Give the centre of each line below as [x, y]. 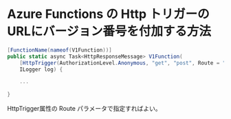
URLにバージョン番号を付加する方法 [109, 31]
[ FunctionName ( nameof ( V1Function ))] [59, 50]
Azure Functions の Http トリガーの [108, 14]
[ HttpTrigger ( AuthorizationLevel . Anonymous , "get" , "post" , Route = [120, 63]
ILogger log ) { [41, 69]
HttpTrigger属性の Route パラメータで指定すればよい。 [84, 109]
